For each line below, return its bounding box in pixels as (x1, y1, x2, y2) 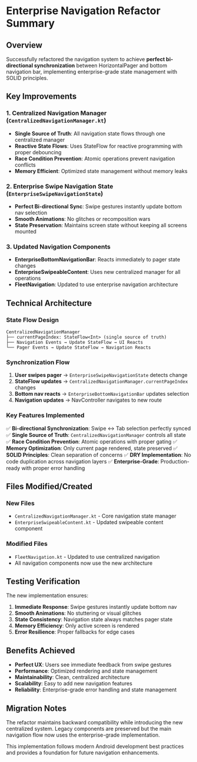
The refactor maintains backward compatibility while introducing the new (6, 718, 183, 725)
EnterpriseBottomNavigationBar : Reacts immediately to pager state (14, 256, 181, 263)
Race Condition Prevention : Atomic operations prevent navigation (14, 155, 175, 162)
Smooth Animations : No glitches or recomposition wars (14, 215, 151, 222)
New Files (6, 499, 35, 507)
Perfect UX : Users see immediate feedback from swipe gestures (14, 661, 172, 668)
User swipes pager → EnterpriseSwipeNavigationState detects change (14, 372, 188, 379)
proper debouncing (14, 148, 62, 155)
